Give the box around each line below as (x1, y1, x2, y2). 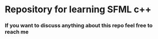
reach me (5, 28, 29, 35)
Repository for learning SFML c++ (5, 4, 152, 15)
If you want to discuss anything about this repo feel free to (5, 22, 153, 29)
